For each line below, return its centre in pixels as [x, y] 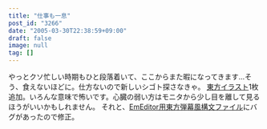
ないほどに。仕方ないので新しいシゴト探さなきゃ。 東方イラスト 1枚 [147, 87]
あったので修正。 [50, 117]
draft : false [30, 38]
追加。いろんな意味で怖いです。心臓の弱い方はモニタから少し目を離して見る [134, 97]
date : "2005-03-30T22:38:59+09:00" [68, 30]
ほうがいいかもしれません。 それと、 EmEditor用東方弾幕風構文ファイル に [129, 107]
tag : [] [21, 53]
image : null [28, 46]
